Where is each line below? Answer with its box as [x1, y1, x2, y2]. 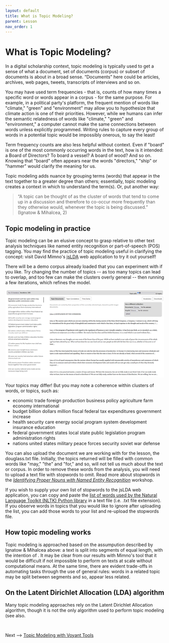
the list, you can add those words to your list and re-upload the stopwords [5, 508, 159, 514]
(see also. [5, 612, 26, 618]
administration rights [12, 435, 55, 441]
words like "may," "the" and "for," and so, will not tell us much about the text [5, 461, 163, 467]
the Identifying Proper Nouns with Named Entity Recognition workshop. [5, 477, 154, 483]
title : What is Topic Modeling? [5, 13, 73, 19]
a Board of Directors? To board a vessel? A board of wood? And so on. [5, 152, 152, 158]
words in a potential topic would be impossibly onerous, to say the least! [5, 132, 155, 138]
